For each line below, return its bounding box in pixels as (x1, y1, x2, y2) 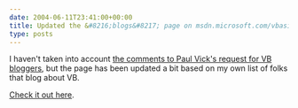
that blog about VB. (9, 73, 80, 83)
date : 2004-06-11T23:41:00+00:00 (9, 12, 133, 22)
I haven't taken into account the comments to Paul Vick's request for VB (9, 54, 272, 65)
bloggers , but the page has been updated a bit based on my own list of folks (9, 63, 288, 73)
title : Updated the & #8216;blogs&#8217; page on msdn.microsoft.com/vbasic (9, 21, 295, 30)
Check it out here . (9, 89, 75, 100)
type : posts (9, 29, 53, 38)
